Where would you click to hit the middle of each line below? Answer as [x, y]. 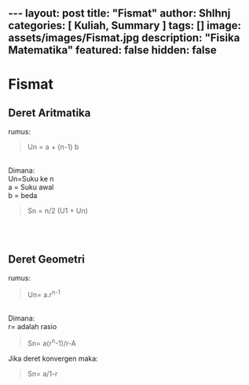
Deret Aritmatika [49, 113]
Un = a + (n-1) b [53, 147]
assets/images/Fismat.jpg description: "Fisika [124, 38]
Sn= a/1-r [42, 373]
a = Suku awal [31, 187]
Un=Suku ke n [31, 179]
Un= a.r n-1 [44, 294]
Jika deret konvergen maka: [53, 358]
